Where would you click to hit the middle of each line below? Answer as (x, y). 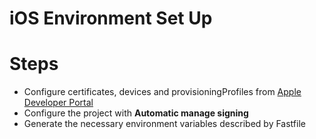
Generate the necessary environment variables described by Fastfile (164, 124)
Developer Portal (58, 103)
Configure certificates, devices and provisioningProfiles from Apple (162, 92)
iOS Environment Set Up (111, 18)
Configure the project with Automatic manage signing (136, 113)
